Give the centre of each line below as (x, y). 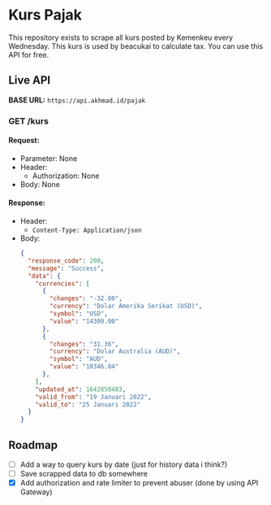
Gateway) (36, 492)
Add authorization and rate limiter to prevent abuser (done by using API (139, 483)
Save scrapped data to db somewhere (84, 474)
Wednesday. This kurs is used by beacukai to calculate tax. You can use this (136, 46)
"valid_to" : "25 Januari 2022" (88, 404)
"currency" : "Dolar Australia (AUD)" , (115, 351)
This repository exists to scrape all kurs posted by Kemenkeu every (121, 37)
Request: (24, 141)
